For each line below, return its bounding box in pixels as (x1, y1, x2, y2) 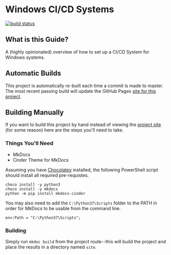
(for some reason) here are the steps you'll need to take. (5, 127, 124, 133)
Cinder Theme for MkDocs (12, 157, 69, 163)
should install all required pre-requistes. (5, 172, 89, 178)
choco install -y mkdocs (5, 186, 58, 192)
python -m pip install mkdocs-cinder (5, 191, 86, 196)
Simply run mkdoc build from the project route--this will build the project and (5, 238, 166, 244)
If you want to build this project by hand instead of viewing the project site (5, 121, 161, 128)
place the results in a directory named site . (5, 244, 97, 250)
